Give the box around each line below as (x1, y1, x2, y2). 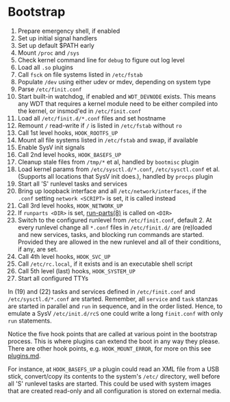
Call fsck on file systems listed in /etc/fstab (17, 70, 143, 79)
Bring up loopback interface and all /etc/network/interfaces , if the (17, 186, 207, 195)
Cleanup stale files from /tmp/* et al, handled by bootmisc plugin (17, 158, 199, 166)
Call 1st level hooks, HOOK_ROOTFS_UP (17, 128, 118, 137)
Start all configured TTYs (17, 274, 88, 282)
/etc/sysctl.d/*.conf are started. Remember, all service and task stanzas (8, 294, 218, 303)
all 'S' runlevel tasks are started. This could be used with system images (8, 379, 212, 388)
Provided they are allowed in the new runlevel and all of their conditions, (17, 238, 221, 246)
